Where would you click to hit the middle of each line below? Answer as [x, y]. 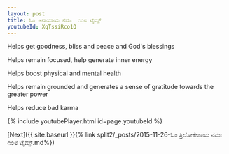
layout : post [26, 14]
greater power [28, 94]
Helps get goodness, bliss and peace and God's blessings [91, 47]
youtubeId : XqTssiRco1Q [42, 26]
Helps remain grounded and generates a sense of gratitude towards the [111, 87]
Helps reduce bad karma [43, 108]
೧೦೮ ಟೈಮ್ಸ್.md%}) [31, 143]
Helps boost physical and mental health [64, 73]
